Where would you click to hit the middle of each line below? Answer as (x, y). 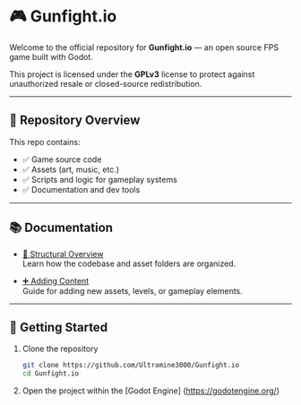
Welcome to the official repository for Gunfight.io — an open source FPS (144, 47)
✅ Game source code (62, 159)
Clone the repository (60, 349)
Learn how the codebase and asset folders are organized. (129, 263)
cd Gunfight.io (51, 374)
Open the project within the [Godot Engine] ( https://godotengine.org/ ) (151, 391)
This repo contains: (45, 142)
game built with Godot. (52, 56)
